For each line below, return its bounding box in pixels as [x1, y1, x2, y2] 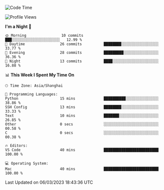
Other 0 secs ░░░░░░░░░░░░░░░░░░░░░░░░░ [5, 122, 159, 127]
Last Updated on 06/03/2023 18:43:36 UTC [5, 179, 94, 185]
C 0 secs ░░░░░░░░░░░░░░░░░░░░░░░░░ [5, 130, 159, 135]
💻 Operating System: [5, 161, 49, 166]
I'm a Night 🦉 [5, 24, 32, 29]
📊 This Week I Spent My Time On [5, 72, 74, 78]
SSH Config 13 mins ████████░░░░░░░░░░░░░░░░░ [5, 105, 159, 110]
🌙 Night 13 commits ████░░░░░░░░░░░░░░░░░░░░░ [5, 59, 159, 64]
